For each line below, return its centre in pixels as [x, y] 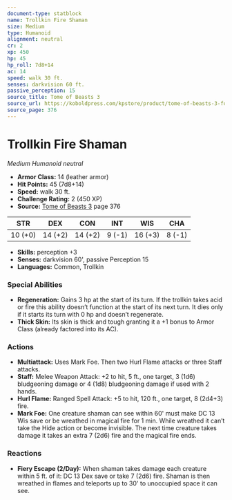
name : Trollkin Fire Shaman [48, 20]
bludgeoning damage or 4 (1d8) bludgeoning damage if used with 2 [113, 384]
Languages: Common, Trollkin [60, 266]
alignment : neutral [35, 39]
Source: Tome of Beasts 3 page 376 [69, 206]
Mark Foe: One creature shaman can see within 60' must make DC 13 [116, 414]
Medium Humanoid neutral [45, 163]
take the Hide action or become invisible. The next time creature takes [117, 428]
